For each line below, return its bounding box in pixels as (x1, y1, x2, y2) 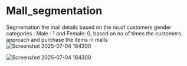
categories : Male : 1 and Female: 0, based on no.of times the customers (6, 29, 181, 37)
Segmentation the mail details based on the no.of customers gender (6, 24, 172, 31)
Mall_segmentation (6, 4, 103, 18)
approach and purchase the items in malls (6, 36, 108, 43)
